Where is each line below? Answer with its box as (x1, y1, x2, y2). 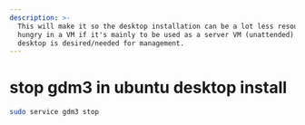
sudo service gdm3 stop (9, 108, 100, 117)
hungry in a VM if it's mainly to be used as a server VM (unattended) (17, 30, 295, 39)
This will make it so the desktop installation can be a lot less (17, 22, 274, 31)
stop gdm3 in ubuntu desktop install (9, 78, 288, 98)
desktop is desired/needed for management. (17, 38, 184, 48)
